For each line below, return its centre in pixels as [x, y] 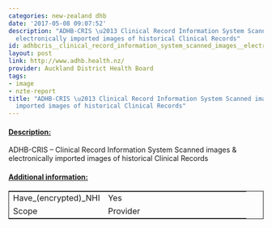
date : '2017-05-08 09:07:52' [57, 23]
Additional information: [49, 177]
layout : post [30, 53]
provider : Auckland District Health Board [81, 69]
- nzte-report [32, 91]
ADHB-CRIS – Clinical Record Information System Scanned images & [123, 150]
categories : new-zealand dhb [57, 16]
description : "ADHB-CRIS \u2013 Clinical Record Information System [126, 31]
